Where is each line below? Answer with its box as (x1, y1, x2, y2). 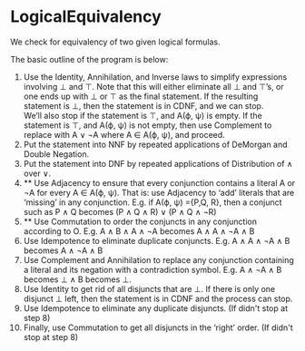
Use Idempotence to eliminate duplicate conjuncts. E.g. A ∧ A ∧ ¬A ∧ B (23, 235, 290, 246)
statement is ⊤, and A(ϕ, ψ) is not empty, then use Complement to (23, 120, 272, 131)
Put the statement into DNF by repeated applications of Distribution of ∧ (23, 158, 293, 169)
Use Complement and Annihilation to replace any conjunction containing (23, 254, 294, 265)
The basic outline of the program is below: (10, 54, 169, 64)
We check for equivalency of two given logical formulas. (10, 36, 221, 47)
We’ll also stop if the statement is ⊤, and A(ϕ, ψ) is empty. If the (23, 110, 262, 121)
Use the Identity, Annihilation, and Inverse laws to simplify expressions (23, 71, 288, 83)
